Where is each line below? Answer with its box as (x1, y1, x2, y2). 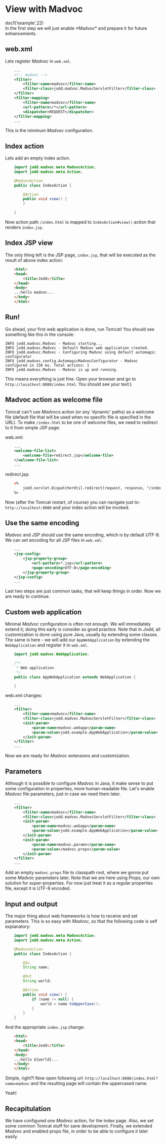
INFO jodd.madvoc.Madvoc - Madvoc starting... (5, 341, 103, 346)
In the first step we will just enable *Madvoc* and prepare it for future (5, 25, 147, 31)
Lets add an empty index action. (5, 155, 71, 161)
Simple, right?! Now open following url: (5, 1075, 84, 1081)
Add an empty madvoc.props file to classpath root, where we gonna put (5, 870, 149, 876)
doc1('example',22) (5, 20, 44, 26)
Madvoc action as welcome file (5, 396, 103, 404)
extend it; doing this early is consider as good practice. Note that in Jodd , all (5, 626, 161, 632)
